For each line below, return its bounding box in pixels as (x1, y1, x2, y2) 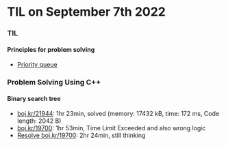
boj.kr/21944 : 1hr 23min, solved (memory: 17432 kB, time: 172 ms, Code (16, 110, 220, 118)
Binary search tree (7, 94, 61, 102)
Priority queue (16, 61, 58, 69)
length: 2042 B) (16, 117, 62, 125)
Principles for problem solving (7, 45, 95, 53)
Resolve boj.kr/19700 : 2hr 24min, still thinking (16, 131, 146, 140)
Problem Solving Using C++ (7, 78, 101, 87)
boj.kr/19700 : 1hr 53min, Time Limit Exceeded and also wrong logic (16, 124, 206, 132)
